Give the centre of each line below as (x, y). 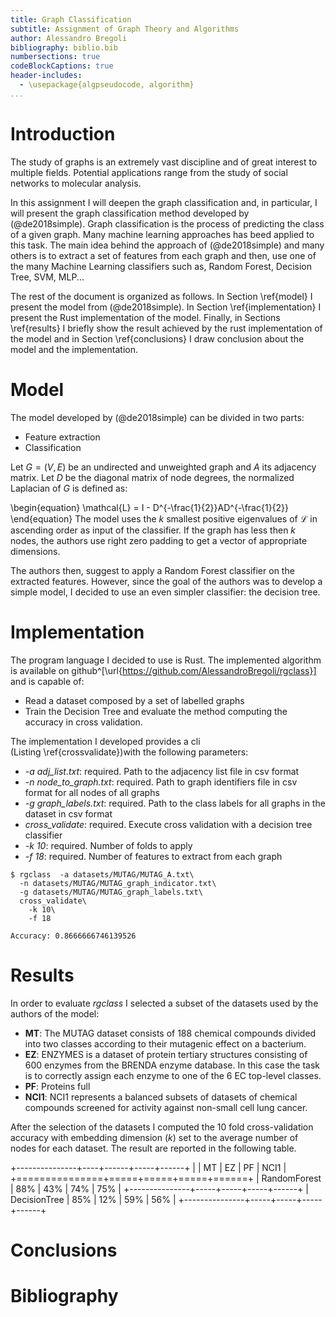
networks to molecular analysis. (76, 183)
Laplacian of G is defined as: (69, 488)
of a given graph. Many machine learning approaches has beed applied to (162, 234)
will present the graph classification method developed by (130, 213)
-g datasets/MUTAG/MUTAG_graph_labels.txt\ (111, 892)
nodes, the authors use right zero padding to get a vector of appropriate (159, 540)
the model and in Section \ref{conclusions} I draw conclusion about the (157, 338)
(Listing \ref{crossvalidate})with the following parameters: (129, 752)
